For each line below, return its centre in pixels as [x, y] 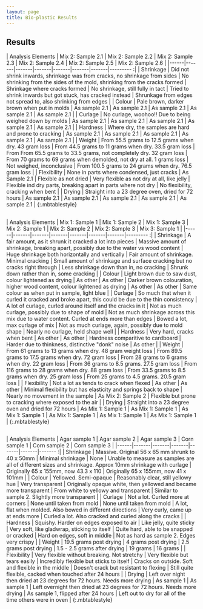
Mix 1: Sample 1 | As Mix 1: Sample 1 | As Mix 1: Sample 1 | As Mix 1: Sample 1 [101, 415]
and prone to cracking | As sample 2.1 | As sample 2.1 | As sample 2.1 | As [98, 134]
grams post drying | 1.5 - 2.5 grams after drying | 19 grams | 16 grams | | [96, 548]
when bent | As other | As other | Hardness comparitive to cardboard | [94, 338]
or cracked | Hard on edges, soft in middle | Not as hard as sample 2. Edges [101, 536]
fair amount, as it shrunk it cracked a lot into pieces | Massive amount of [96, 241]
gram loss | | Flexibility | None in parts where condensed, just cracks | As [98, 173]
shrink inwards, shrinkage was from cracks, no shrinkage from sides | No [98, 76]
